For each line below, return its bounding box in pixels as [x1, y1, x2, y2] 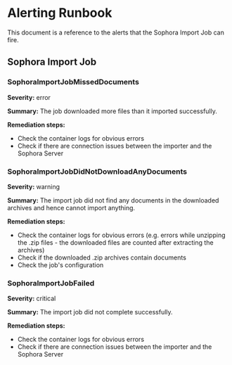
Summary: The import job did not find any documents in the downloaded [7, 196, 219, 205]
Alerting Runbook [7, 5, 112, 21]
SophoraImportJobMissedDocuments [7, 77, 139, 87]
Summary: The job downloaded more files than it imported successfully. [7, 107, 218, 115]
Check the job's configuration [17, 260, 104, 269]
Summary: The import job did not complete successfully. [7, 308, 174, 316]
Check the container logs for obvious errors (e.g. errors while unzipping [17, 231, 226, 239]
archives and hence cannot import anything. [7, 203, 136, 212]
